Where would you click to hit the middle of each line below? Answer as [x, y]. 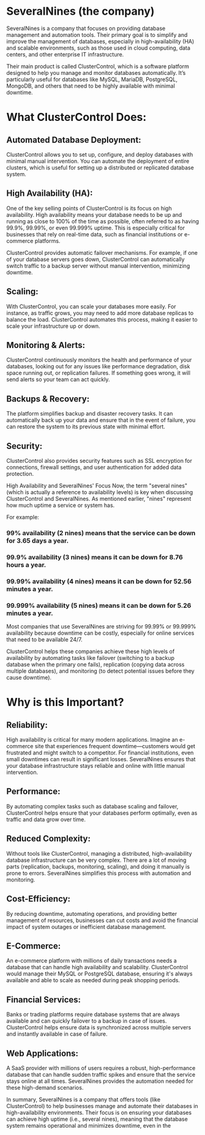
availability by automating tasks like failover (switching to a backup [91, 658]
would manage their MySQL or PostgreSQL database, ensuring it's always [99, 974]
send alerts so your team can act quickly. [58, 379]
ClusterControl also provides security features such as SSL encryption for [99, 461]
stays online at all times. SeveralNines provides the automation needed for [100, 1081]
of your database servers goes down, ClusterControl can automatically [95, 259]
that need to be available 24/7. [44, 640]
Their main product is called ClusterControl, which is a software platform [98, 66]
